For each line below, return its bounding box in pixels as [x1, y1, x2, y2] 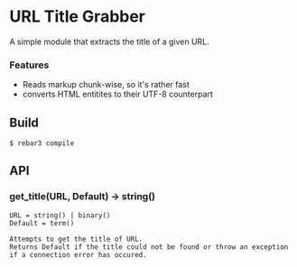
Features [9, 59, 50, 71]
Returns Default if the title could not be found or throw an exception [9, 242, 289, 252]
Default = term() [9, 218, 75, 227]
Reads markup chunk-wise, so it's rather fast [22, 79, 190, 90]
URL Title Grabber [9, 6, 146, 27]
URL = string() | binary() [9, 210, 111, 220]
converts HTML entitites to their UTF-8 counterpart [22, 88, 214, 100]
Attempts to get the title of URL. [9, 235, 144, 244]
